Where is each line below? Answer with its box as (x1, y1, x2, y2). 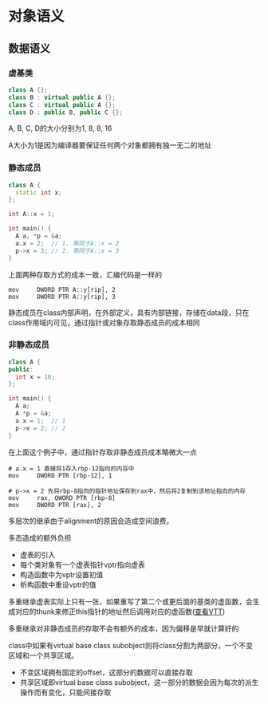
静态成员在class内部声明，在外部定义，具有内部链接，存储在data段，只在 (8, 308, 250, 317)
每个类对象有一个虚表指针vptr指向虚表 (19, 560, 146, 569)
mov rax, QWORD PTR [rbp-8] (8, 494, 116, 502)
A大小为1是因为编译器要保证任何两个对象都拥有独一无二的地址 (8, 140, 212, 150)
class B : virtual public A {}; (8, 93, 116, 101)
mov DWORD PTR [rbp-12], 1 (8, 471, 112, 479)
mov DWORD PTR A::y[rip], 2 (8, 285, 116, 293)
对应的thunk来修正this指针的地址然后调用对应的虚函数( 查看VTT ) (14, 607, 226, 616)
